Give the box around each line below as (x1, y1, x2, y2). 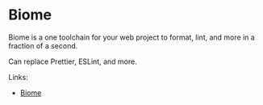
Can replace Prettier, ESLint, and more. (8, 57, 137, 66)
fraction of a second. (8, 40, 78, 50)
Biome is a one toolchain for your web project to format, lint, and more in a (8, 32, 256, 42)
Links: (8, 72, 28, 82)
